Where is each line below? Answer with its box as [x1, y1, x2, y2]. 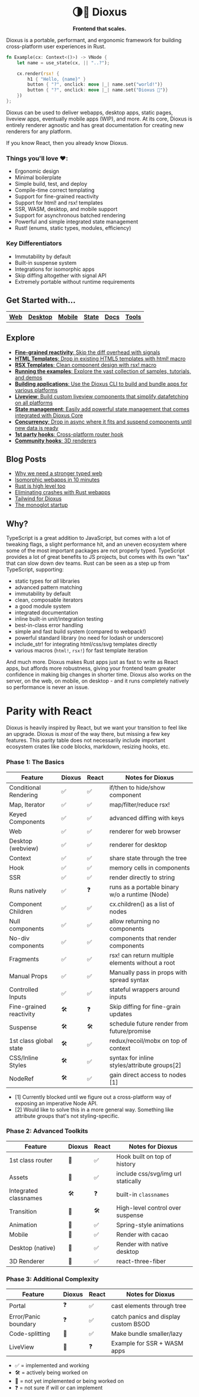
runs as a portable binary [109, 883, 179, 891]
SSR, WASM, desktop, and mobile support [14, 206, 118, 213]
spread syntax [109, 975, 149, 984]
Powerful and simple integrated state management [14, 218, 139, 225]
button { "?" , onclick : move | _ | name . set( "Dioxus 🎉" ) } [27, 87, 168, 93]
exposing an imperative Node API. [14, 1099, 98, 1107]
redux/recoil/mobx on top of [109, 1036, 188, 1045]
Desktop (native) [9, 1244, 56, 1252]
